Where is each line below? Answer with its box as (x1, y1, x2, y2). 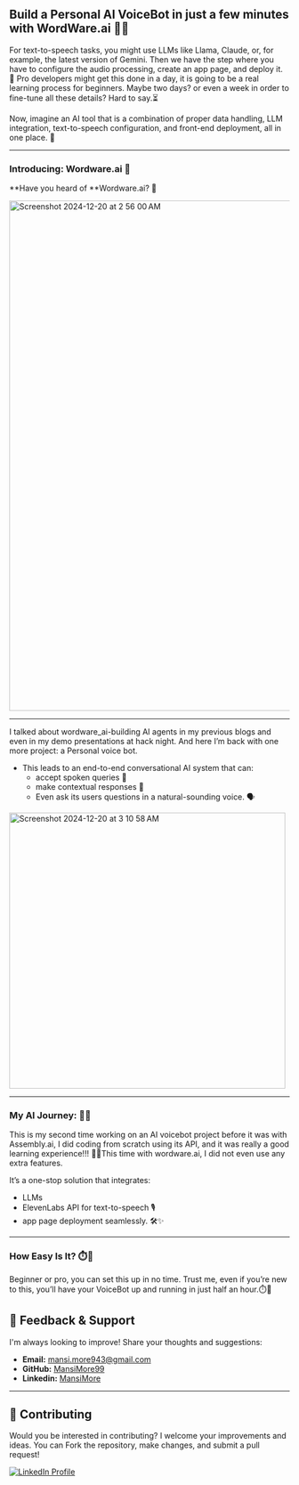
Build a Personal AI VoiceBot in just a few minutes (9, 7, 289, 22)
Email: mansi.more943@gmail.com (21, 1353, 151, 1365)
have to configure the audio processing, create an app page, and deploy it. (9, 63, 283, 74)
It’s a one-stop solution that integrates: (9, 1175, 151, 1186)
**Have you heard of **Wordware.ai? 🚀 (9, 183, 158, 194)
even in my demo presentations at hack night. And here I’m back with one (9, 736, 279, 747)
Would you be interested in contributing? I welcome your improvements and (9, 1431, 287, 1441)
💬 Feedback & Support (9, 1313, 135, 1328)
